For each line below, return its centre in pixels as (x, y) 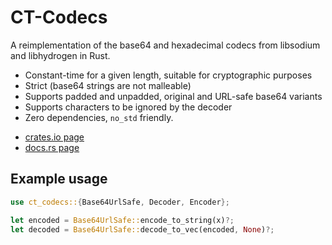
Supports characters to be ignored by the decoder (128, 107)
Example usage (59, 179)
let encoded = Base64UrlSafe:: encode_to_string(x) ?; (122, 220)
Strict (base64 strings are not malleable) (108, 85)
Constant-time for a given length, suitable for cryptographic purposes (168, 75)
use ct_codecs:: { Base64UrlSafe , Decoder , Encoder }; (120, 202)
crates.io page (54, 137)
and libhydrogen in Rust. (60, 55)
